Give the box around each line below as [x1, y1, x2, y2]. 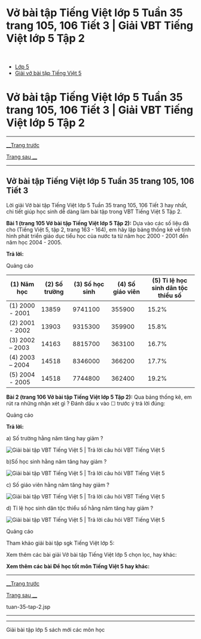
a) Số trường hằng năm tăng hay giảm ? [6, 434, 103, 441]
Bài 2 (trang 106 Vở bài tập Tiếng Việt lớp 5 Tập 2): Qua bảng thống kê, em [6, 393, 192, 401]
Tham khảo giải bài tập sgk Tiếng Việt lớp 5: [6, 539, 115, 547]
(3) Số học [74, 280, 105, 288]
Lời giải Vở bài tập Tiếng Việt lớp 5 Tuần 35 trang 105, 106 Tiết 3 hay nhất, [6, 201, 188, 208]
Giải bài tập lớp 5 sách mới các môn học [6, 626, 105, 633]
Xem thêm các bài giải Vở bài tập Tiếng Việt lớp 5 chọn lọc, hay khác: [6, 551, 177, 558]
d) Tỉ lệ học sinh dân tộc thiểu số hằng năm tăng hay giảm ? [6, 504, 154, 512]
